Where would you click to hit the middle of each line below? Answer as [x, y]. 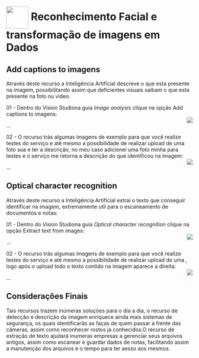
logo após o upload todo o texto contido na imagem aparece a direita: [91, 266]
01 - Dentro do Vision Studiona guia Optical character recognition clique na [98, 224]
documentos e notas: [32, 213]
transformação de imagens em [83, 35]
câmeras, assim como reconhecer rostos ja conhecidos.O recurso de [90, 330]
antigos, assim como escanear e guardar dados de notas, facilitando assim [98, 342]
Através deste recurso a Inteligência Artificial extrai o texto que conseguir [96, 200]
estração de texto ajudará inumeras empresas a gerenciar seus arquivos [94, 335]
